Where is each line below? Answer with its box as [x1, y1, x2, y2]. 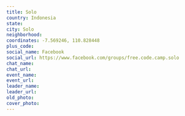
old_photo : [6, 95, 34, 101]
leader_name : [6, 83, 40, 90]
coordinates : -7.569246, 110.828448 [6, 37, 100, 44]
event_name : [6, 72, 37, 78]
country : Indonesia [6, 15, 56, 21]
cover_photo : [6, 100, 40, 106]
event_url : [6, 77, 34, 83]
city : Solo [6, 26, 34, 33]
